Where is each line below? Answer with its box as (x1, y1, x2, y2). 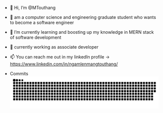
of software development (9, 35, 61, 40)
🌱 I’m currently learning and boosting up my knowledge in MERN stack (9, 29, 154, 35)
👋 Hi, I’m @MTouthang (9, 5, 56, 10)
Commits (9, 71, 29, 76)
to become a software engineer (9, 20, 74, 25)
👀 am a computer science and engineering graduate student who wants (9, 14, 156, 20)
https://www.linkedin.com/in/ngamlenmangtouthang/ (9, 61, 118, 67)
